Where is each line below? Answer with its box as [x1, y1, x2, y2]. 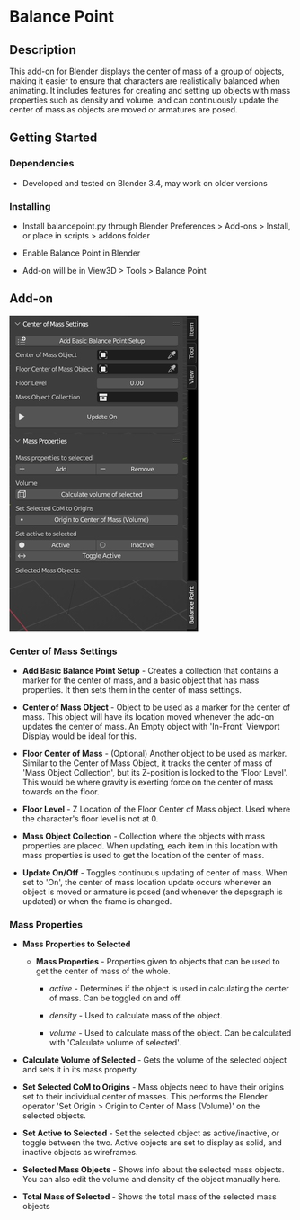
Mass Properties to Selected [22, 938, 131, 950]
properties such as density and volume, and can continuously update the [9, 94, 280, 105]
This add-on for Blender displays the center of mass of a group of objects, [9, 66, 285, 76]
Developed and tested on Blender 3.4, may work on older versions [22, 177, 268, 188]
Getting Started [9, 130, 98, 146]
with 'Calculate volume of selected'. [49, 1037, 181, 1048]
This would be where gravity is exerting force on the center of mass [22, 776, 274, 788]
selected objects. [22, 1110, 87, 1121]
